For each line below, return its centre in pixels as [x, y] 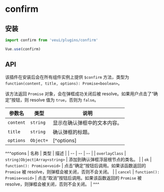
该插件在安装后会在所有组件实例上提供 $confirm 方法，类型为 [67, 77]
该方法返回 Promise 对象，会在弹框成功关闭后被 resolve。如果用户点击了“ [80, 94]
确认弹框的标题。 [73, 132]
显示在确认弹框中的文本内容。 [87, 123]
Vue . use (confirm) [23, 49]
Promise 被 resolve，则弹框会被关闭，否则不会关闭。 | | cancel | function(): [82, 172]
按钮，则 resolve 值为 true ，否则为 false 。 [55, 100]
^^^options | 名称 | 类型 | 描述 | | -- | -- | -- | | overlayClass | [65, 153]
